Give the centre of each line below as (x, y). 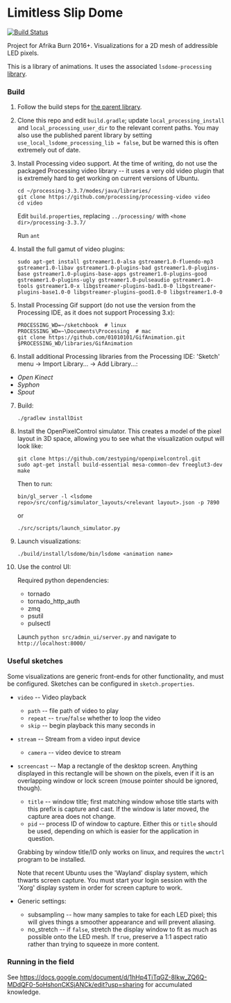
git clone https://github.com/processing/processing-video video (113, 197)
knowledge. (24, 992)
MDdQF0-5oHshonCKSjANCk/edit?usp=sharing (76, 984)
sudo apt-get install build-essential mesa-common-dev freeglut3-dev (120, 465)
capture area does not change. (71, 816)
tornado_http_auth (54, 601)
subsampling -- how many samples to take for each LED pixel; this (122, 914)
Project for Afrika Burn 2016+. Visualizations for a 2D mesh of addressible (113, 45)
